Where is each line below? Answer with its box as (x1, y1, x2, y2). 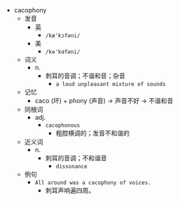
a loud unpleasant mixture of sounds (55, 81, 166, 88)
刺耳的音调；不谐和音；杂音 (45, 71, 126, 80)
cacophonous (45, 122, 81, 129)
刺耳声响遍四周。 (45, 186, 95, 195)
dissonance (55, 163, 88, 170)
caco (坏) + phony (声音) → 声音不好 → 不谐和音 (34, 97, 174, 104)
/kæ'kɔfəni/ (45, 32, 81, 39)
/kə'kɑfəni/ (45, 48, 81, 55)
